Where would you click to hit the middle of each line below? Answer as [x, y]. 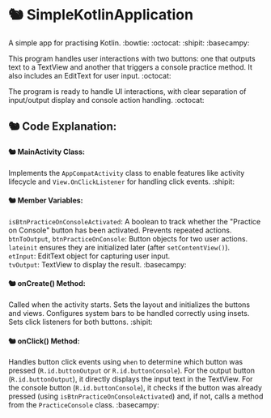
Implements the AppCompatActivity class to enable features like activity [127, 173]
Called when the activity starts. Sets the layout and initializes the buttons [129, 305]
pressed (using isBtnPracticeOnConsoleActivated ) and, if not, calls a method [136, 396]
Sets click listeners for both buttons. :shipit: [80, 322]
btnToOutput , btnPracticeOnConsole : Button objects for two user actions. [128, 238]
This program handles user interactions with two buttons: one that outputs [132, 58]
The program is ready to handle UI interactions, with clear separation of [127, 91]
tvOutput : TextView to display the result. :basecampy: [97, 264]
